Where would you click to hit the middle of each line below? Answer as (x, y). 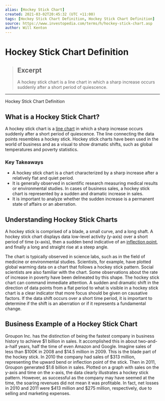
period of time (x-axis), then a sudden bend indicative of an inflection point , (82, 242)
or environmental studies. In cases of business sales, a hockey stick (81, 188)
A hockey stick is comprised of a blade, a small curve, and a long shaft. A (79, 232)
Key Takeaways (24, 162)
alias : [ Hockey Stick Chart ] (35, 10)
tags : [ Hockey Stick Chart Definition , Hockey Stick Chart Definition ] (80, 19)
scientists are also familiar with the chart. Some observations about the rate (82, 272)
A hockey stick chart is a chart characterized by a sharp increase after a (85, 173)
